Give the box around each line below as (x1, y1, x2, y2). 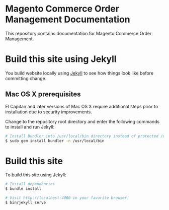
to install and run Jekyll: (5, 124, 55, 130)
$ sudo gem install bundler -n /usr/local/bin (5, 138, 105, 144)
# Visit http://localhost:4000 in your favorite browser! (5, 195, 129, 200)
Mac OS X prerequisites (5, 90, 81, 99)
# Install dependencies (5, 182, 55, 187)
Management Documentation (5, 14, 131, 25)
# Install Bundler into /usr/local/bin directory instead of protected (5, 133, 158, 138)
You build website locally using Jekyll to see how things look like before (5, 70, 154, 76)
